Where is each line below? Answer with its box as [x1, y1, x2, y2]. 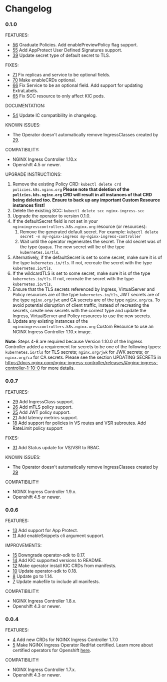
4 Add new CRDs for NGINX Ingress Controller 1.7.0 [12, 637, 118, 643]
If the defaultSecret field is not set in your [12, 218, 98, 224]
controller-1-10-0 [5, 365, 40, 371]
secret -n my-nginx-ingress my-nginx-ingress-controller [19, 234, 141, 239]
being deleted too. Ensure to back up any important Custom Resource [12, 197, 160, 203]
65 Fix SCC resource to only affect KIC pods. [12, 93, 105, 99]
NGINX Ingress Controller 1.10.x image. [12, 329, 92, 335]
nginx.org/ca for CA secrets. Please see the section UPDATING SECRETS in [5, 354, 161, 360]
